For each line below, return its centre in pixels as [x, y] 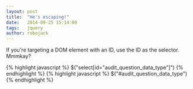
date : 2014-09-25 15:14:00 [42, 22]
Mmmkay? [18, 56]
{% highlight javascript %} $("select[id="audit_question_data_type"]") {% [95, 67]
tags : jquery [25, 28]
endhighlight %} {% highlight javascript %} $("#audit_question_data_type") [97, 74]
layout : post [22, 11]
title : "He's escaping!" [38, 17]
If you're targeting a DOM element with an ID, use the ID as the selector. [93, 50]
